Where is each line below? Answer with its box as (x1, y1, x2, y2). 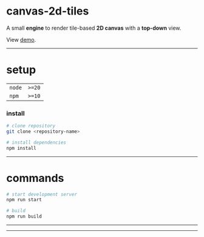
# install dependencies (6, 139, 67, 145)
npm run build (6, 213, 42, 219)
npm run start (6, 197, 42, 203)
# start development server (6, 191, 78, 198)
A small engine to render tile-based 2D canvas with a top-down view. (6, 24, 182, 32)
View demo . (6, 36, 36, 43)
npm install (6, 145, 36, 151)
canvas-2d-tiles (6, 4, 89, 18)
